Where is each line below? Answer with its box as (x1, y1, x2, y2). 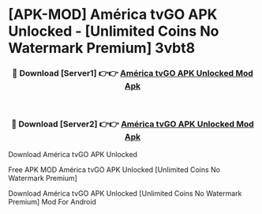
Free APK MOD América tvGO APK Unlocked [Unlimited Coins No (8, 164, 221, 175)
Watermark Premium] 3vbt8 (8, 39, 196, 57)
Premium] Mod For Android (8, 197, 97, 206)
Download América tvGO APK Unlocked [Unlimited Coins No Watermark (8, 188, 242, 198)
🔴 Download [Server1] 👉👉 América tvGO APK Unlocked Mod (11, 68, 254, 79)
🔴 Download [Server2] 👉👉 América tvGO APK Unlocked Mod (11, 118, 254, 130)
